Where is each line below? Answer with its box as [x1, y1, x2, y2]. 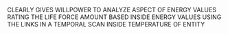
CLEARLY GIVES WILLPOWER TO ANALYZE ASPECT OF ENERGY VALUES [7, 6, 216, 14]
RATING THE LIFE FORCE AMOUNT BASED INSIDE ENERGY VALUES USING [7, 13, 222, 21]
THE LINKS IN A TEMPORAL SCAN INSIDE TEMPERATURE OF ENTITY [7, 20, 205, 28]
